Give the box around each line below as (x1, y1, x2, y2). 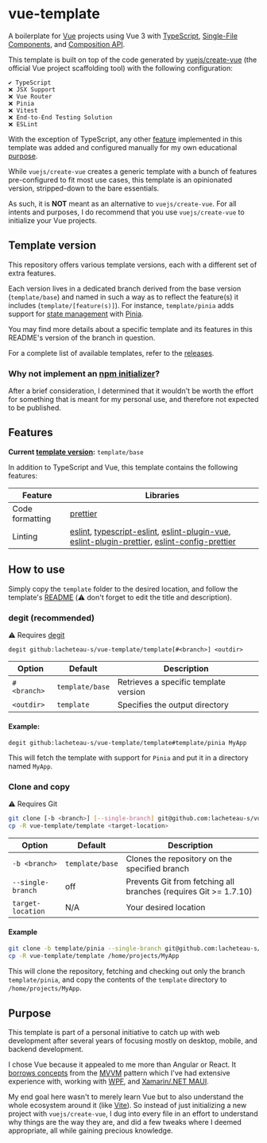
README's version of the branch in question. (8, 333, 156, 342)
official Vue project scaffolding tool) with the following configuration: (8, 63, 233, 72)
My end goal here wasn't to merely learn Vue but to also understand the (8, 1091, 244, 1101)
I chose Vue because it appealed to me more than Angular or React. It (8, 1060, 237, 1069)
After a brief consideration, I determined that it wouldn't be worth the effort (8, 386, 254, 396)
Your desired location (126, 902, 206, 913)
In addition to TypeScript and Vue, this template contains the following (8, 462, 238, 472)
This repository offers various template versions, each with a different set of (8, 260, 257, 269)
